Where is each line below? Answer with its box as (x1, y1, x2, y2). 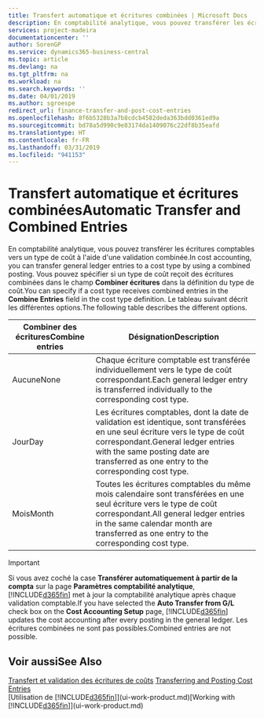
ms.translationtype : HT (8, 128, 86, 136)
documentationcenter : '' (8, 33, 90, 42)
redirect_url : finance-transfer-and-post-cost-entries (8, 107, 192, 115)
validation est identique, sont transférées (95, 417, 246, 428)
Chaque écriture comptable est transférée (95, 355, 251, 366)
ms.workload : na (8, 77, 61, 85)
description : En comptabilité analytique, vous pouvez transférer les (8, 19, 244, 27)
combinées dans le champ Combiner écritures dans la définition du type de (8, 277, 255, 288)
